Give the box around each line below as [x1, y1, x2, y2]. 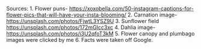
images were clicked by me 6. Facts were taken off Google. [6, 37, 153, 43]
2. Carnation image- [127, 11, 178, 18]
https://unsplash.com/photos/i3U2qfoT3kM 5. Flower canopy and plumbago [6, 30, 195, 37]
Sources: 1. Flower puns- [6, 5, 68, 12]
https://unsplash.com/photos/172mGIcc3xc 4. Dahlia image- [6, 24, 155, 31]
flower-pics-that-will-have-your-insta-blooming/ [6, 11, 126, 18]
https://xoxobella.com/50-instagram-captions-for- [69, 5, 194, 12]
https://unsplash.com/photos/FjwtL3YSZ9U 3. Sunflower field [6, 18, 159, 24]
